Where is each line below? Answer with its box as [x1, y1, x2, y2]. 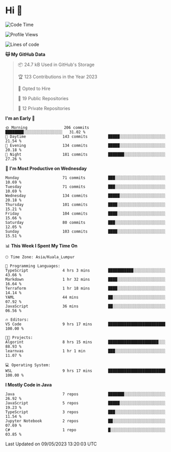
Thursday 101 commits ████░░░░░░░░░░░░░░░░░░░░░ [5, 202, 166, 207]
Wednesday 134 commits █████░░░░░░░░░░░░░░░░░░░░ [5, 193, 166, 198]
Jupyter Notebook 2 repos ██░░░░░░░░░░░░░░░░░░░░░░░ [5, 418, 166, 423]
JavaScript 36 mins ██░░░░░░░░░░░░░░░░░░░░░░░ [5, 304, 166, 309]
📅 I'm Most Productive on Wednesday [5, 165, 87, 171]
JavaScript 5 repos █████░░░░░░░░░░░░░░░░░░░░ [5, 400, 166, 405]
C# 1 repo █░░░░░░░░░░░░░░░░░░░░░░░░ [5, 427, 166, 433]
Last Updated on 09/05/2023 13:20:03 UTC [5, 441, 97, 447]
